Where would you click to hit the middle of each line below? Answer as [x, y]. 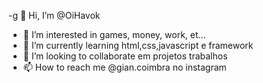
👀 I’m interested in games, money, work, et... [114, 34]
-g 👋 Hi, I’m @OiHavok [54, 15]
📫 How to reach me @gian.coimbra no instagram [124, 67]
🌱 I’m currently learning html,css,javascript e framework [138, 45]
